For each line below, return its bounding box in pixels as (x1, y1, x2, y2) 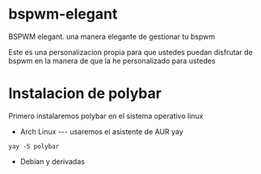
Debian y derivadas (19, 156, 85, 166)
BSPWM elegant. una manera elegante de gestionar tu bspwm (8, 32, 216, 41)
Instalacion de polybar (8, 84, 162, 103)
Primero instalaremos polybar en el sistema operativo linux (8, 111, 204, 121)
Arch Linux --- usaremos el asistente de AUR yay (19, 126, 183, 136)
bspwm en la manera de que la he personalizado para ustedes (8, 56, 216, 66)
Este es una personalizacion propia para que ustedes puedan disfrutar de (8, 47, 253, 57)
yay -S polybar (8, 142, 60, 151)
